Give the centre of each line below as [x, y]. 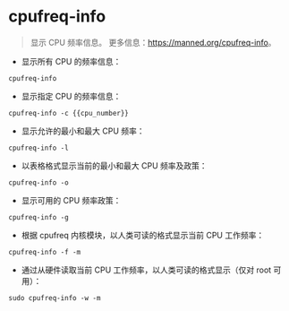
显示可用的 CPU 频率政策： [71, 200]
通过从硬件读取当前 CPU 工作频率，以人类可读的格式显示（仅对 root [146, 270]
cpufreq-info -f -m [45, 252]
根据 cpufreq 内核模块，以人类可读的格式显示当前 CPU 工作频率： [143, 235]
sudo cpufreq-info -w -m [55, 298]
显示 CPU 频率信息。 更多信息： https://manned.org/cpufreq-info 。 [153, 42]
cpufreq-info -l [38, 148]
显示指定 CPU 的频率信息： [71, 96]
